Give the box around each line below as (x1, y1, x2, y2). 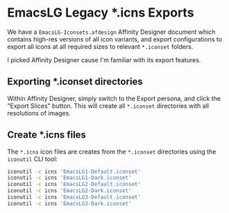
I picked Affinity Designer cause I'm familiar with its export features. (7, 55, 201, 64)
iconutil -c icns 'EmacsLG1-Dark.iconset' (7, 174, 132, 181)
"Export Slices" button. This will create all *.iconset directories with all (7, 102, 210, 110)
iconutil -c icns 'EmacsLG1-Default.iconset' (7, 168, 141, 175)
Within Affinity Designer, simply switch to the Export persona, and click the (7, 94, 221, 102)
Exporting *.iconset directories (7, 76, 144, 88)
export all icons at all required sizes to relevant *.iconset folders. (7, 42, 194, 50)
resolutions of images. (7, 109, 71, 117)
